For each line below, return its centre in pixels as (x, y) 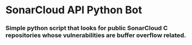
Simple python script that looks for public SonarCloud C (87, 28)
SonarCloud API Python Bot (74, 10)
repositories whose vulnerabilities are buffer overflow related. (96, 35)
